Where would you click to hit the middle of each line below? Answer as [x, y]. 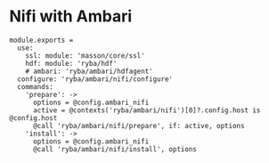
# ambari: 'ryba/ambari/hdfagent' [89, 71]
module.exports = [41, 40]
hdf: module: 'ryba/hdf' [71, 63]
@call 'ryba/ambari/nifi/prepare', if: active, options [139, 126]
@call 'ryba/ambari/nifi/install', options [115, 149]
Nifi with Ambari [71, 16]
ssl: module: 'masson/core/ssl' [85, 55]
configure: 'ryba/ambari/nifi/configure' [95, 79]
